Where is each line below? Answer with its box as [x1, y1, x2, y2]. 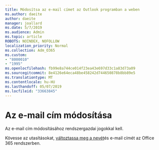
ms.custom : [5, 52, 27, 57]
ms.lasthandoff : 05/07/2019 [5, 84, 62, 89]
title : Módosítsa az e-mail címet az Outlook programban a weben [5, 7, 140, 12]
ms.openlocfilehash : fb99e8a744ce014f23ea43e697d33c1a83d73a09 [5, 66, 136, 71]
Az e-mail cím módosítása [5, 110, 112, 121]
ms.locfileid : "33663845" [5, 89, 57, 94]
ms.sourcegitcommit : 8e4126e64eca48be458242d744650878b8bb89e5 [5, 71, 136, 75]
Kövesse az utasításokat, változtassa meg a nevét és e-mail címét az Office [5, 135, 154, 141]
